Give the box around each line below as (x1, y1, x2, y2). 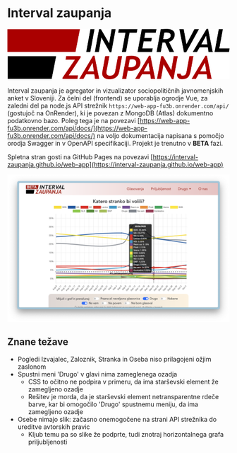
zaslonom (17, 362, 47, 371)
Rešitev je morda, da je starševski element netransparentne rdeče (28, 392, 219, 401)
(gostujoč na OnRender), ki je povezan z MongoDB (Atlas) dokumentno (7, 109, 214, 117)
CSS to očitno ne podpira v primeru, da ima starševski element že (28, 377, 219, 386)
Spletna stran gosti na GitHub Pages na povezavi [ (7, 153, 153, 161)
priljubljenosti (28, 437, 68, 446)
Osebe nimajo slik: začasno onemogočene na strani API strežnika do (17, 415, 217, 423)
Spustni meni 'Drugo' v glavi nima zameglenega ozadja (17, 369, 178, 378)
